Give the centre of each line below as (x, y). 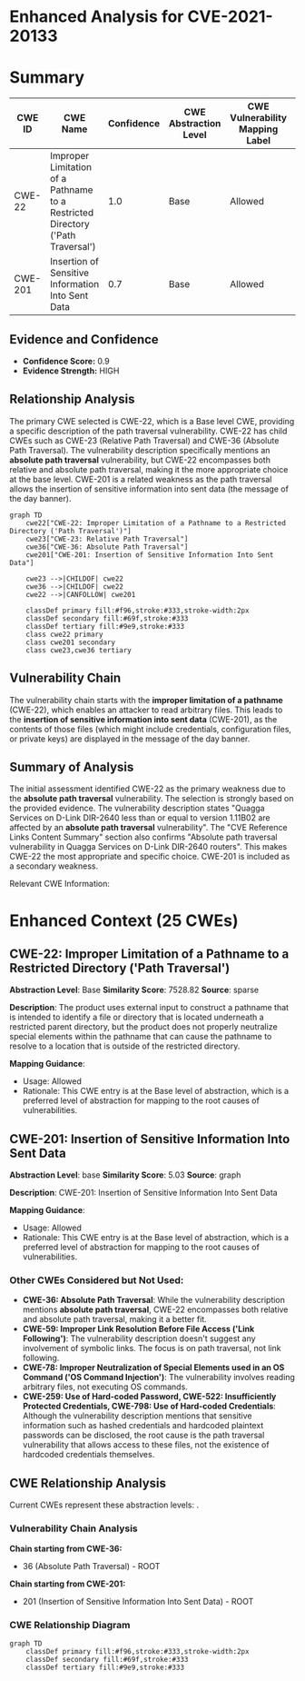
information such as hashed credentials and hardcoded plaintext (143, 1426)
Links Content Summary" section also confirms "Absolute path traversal (143, 837)
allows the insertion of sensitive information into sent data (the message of (149, 489)
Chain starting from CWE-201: (68, 1584)
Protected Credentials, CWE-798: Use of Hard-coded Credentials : (149, 1407)
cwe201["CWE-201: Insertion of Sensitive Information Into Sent (150, 555)
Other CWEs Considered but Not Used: (97, 1280)
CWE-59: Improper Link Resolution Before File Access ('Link (138, 1329)
